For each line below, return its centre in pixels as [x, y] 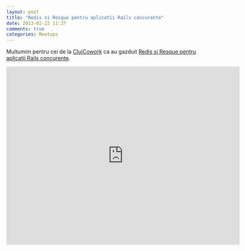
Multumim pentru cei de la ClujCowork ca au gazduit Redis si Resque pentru [101, 52]
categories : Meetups [32, 35]
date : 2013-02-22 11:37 [36, 23]
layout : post [23, 12]
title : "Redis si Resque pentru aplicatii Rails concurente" [85, 18]
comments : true [25, 29]
